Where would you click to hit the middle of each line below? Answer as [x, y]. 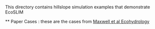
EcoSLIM [14, 12]
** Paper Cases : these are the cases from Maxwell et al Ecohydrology [77, 22]
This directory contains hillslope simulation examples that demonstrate [78, 7]
